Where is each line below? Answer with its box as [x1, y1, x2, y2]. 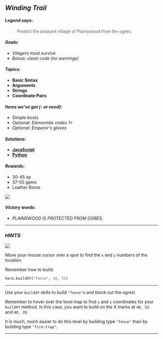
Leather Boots [12, 184, 40, 190]
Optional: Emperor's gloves [12, 125, 67, 131]
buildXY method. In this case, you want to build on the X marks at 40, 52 [5, 304, 149, 310]
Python [12, 152, 28, 158]
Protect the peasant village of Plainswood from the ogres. [16, 28, 132, 34]
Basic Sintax [12, 77, 38, 83]
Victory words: [5, 204, 36, 210]
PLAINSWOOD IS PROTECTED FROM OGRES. [12, 215, 103, 221]
